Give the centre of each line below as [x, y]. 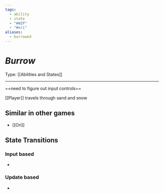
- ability [19, 14]
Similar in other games [40, 113]
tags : [10, 10]
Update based [22, 177]
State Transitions [32, 140]
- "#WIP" [18, 23]
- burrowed [20, 37]
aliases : [14, 32]
